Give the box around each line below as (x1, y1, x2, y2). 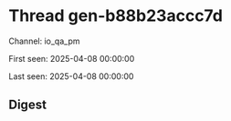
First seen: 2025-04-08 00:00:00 (8, 53, 135, 64)
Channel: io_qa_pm (8, 35, 80, 46)
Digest (8, 97, 47, 113)
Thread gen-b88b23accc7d (8, 5, 223, 26)
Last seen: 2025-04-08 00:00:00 (8, 70, 134, 82)
